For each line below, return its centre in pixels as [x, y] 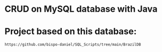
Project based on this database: [71, 32]
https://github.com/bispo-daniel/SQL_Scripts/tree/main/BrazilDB [73, 45]
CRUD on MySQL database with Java [81, 9]
